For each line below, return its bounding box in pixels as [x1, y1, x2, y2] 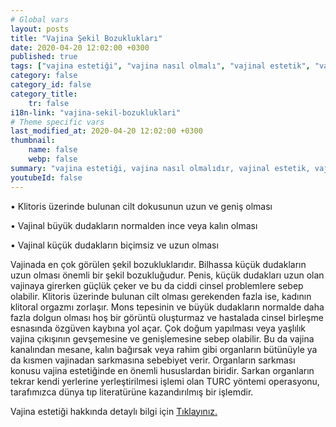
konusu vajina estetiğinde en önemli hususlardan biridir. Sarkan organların [10, 364, 315, 376]
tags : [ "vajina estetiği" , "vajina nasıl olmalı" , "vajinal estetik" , [10, 61, 311, 71]
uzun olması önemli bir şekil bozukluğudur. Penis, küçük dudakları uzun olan [10, 269, 325, 281]
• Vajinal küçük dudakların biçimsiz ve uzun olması [10, 239, 219, 251]
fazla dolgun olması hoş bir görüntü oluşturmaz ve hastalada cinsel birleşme [10, 311, 324, 323]
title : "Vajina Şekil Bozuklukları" [10, 33, 163, 43]
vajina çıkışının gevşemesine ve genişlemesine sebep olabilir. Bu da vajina [10, 332, 315, 345]
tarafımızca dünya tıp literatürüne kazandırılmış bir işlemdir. [10, 386, 254, 398]
